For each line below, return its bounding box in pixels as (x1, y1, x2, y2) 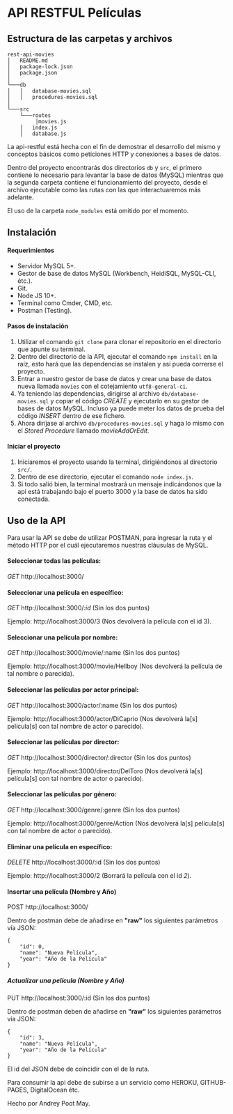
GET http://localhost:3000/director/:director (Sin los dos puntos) (7, 753, 191, 761)
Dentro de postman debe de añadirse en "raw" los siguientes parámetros (7, 916, 218, 925)
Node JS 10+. (17, 291, 57, 300)
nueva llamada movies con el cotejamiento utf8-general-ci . (17, 382, 188, 390)
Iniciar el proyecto (7, 442, 61, 451)
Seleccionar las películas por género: (7, 790, 117, 798)
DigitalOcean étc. (30, 1085, 80, 1094)
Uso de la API (7, 515, 66, 527)
